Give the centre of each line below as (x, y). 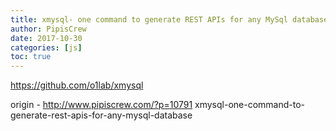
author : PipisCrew (48, 29)
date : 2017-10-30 (46, 38)
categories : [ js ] (46, 47)
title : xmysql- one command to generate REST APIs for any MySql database (169, 19)
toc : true (31, 57)
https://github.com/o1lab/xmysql (77, 85)
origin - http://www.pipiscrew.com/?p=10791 (101, 105)
